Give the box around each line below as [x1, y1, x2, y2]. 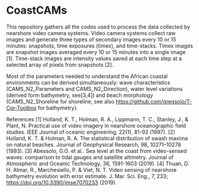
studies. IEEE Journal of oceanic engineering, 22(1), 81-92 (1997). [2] [6, 128, 176, 136]
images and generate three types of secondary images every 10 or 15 [6, 36, 177, 43]
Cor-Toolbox [6, 104, 37, 111]
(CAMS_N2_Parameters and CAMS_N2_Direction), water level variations [6, 85, 183, 92]
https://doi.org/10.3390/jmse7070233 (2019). [6, 179, 117, 186]
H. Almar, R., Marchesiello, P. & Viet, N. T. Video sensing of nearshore [6, 166, 177, 173]
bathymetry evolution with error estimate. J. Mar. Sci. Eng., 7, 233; [6, 172, 168, 180]
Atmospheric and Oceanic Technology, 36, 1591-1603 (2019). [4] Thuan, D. [6, 160, 189, 167]
